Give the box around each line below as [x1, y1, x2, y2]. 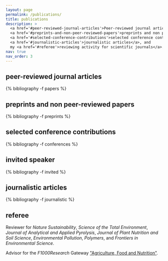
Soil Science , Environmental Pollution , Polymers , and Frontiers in [5, 235, 139, 241]
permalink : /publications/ [5, 12, 62, 17]
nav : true [5, 49, 26, 54]
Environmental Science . [5, 240, 54, 246]
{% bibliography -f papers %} [5, 85, 67, 91]
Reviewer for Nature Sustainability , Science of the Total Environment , [5, 224, 148, 230]
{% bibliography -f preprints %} [5, 113, 71, 119]
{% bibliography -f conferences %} [5, 141, 78, 147]
